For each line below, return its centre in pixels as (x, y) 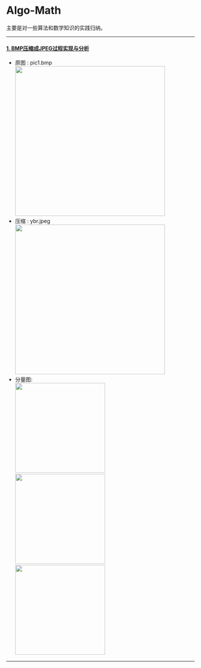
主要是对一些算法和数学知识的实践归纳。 (56, 28)
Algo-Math (34, 10)
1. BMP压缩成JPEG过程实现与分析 (48, 48)
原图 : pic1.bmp (33, 63)
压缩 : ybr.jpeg (33, 221)
